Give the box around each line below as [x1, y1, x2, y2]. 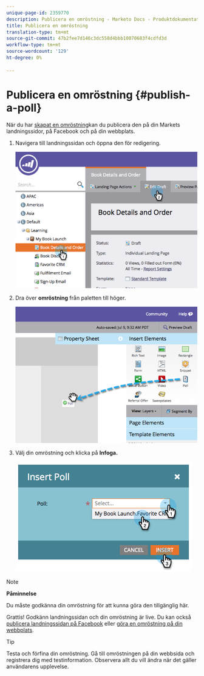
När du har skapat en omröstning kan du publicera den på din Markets [6, 121, 180, 128]
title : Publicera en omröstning [6, 22, 88, 29]
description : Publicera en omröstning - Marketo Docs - [6, 16, 151, 22]
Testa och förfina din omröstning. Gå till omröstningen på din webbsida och [6, 650, 195, 657]
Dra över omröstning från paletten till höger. [15, 294, 126, 301]
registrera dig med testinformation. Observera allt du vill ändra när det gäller [6, 657, 197, 664]
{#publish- [135, 88, 191, 101]
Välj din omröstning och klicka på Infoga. [15, 449, 118, 457]
